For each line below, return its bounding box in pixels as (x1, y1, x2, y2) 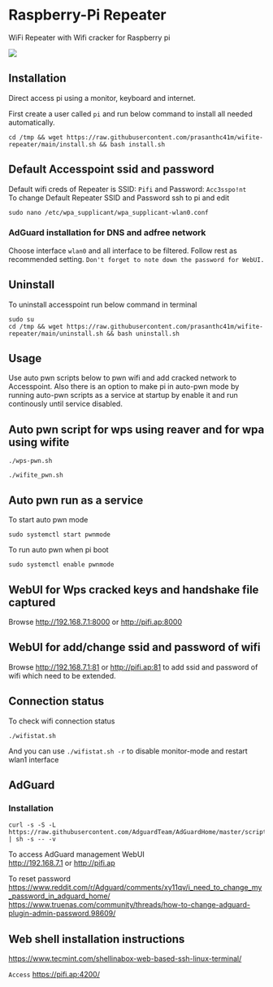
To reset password (8, 874, 71, 884)
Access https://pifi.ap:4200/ (8, 970, 100, 980)
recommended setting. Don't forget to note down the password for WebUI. (8, 254, 265, 264)
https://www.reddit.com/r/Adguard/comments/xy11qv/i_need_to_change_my (8, 883, 262, 893)
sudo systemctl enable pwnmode (8, 561, 115, 569)
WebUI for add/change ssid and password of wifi (8, 640, 262, 654)
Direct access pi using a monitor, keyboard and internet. (8, 93, 197, 103)
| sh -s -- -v (8, 836, 57, 844)
